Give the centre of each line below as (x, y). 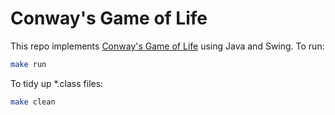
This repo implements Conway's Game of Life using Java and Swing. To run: (167, 46)
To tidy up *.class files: (57, 83)
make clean (33, 102)
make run (28, 64)
